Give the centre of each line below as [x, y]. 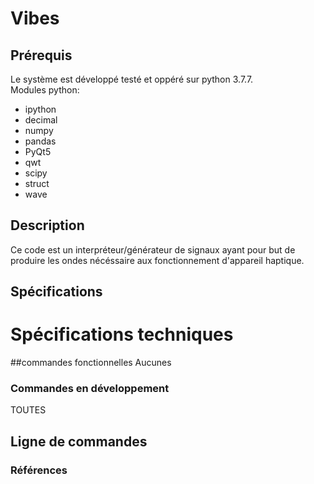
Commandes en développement [90, 389]
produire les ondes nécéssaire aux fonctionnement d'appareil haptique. [157, 260]
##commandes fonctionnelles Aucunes [91, 363]
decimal [41, 120]
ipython [40, 109]
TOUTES [28, 410]
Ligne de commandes [79, 441]
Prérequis [41, 55]
